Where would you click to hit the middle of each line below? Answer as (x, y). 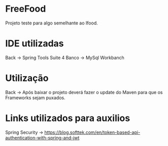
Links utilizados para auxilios (68, 118)
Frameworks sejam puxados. (36, 98)
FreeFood (26, 9)
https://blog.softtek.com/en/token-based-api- (92, 132)
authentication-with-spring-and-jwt (42, 137)
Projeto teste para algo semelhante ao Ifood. (52, 23)
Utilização (27, 78)
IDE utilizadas (35, 43)
